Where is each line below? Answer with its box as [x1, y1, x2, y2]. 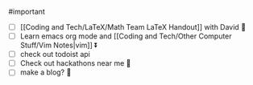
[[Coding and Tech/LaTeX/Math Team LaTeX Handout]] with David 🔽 [19, 22, 247, 31]
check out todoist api [19, 50, 90, 59]
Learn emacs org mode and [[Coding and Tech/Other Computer [19, 31, 232, 41]
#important [8, 7, 46, 16]
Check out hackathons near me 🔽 [19, 59, 131, 68]
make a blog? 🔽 [19, 67, 72, 77]
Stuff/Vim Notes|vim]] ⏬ [19, 40, 98, 51]
